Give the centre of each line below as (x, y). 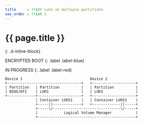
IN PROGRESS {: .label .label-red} (38, 70)
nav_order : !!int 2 (26, 14)
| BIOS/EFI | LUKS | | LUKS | (71, 92)
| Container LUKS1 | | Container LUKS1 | (87, 100)
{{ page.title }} (35, 38)
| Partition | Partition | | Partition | (71, 88)
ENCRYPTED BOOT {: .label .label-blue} (45, 61)
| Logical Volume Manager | (87, 113)
